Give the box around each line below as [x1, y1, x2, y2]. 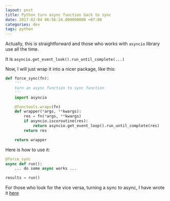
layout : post [5, 7, 33, 13]
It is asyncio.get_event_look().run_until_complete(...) [5, 56, 125, 62]
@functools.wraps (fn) [14, 104, 61, 109]
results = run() [5, 175, 40, 180]
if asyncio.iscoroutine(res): [24, 118, 88, 124]
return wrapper [14, 137, 47, 143]
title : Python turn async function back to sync [5, 12, 111, 17]
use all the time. [5, 46, 39, 52]
